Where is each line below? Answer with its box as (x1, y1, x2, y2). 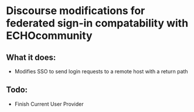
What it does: (6, 52, 56, 62)
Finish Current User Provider (14, 100, 84, 107)
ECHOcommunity (6, 29, 93, 42)
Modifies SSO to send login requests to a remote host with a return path (14, 68, 189, 74)
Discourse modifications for (6, 4, 145, 18)
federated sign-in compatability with (6, 16, 189, 30)
